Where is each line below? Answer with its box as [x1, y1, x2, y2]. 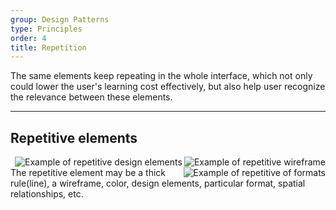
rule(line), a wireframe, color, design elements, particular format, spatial [10, 177, 306, 190]
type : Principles [10, 24, 83, 34]
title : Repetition [10, 42, 87, 53]
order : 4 [10, 33, 47, 43]
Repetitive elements [10, 129, 138, 146]
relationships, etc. [10, 188, 84, 200]
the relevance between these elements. [10, 91, 173, 103]
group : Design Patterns [10, 14, 110, 25]
